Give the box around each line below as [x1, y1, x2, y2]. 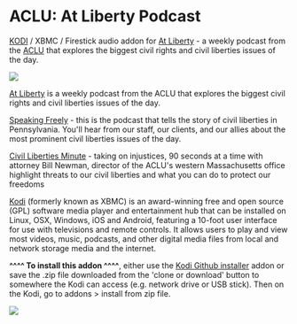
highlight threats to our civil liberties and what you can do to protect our [9, 169, 271, 180]
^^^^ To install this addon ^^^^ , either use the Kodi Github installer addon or [9, 259, 285, 271]
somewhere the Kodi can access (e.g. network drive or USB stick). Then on [9, 279, 285, 289]
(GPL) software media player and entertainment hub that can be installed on [9, 205, 286, 216]
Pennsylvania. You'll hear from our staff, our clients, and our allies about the [9, 124, 286, 135]
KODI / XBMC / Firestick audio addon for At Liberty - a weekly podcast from [9, 35, 286, 46]
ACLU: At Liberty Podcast [9, 6, 201, 27]
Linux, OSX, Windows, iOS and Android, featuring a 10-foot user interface [9, 214, 277, 225]
